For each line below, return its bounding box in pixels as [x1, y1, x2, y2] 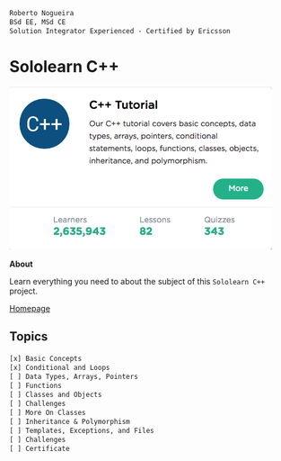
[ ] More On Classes [9, 408, 87, 417]
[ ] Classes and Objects [9, 390, 102, 399]
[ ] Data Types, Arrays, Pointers [9, 372, 139, 381]
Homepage [9, 303, 51, 313]
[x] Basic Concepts [9, 354, 83, 363]
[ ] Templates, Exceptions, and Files [9, 426, 154, 435]
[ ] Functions [9, 381, 63, 390]
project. [9, 285, 39, 296]
